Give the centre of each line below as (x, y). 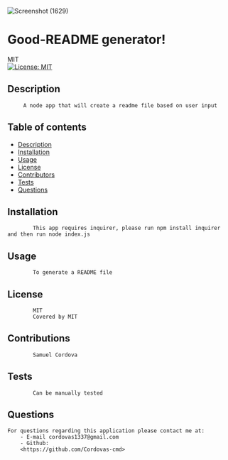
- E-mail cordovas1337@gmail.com (70, 437)
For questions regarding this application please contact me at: (106, 431)
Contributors (36, 175)
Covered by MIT (55, 317)
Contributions (39, 338)
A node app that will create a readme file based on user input (120, 105)
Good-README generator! (87, 40)
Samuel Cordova (55, 355)
